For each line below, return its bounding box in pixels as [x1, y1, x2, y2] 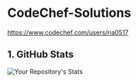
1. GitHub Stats [7, 49, 74, 60]
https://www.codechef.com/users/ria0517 [7, 28, 129, 37]
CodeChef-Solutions [7, 5, 132, 21]
